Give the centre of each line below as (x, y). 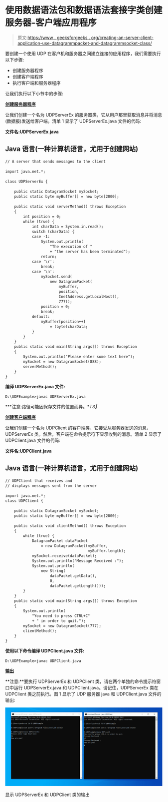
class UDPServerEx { (27, 181)
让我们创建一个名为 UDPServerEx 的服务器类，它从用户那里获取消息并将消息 (84, 115)
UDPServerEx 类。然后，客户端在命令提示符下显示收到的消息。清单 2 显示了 (84, 434)
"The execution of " (71, 246)
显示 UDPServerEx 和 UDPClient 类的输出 (47, 795)
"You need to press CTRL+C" (61, 616)
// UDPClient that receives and (39, 481)
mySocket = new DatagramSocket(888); (62, 361)
